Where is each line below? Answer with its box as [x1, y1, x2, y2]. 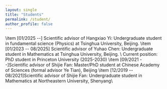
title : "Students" [5, 12, 44, 17]
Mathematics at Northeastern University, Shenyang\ [5, 78, 113, 84]
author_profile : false [5, 21, 53, 27]
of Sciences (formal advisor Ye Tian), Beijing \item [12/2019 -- [5, 67, 133, 73]
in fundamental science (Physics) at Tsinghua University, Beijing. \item [5, 41, 151, 47]
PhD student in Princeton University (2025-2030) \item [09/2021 [5, 56, 139, 63]
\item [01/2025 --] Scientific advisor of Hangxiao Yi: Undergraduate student [5, 35, 162, 41]
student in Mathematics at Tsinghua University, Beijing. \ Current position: [5, 51, 158, 57]
